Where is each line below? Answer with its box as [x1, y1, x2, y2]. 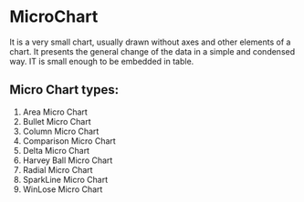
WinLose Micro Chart [22, 184, 103, 195]
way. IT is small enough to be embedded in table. [9, 56, 194, 66]
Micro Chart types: [9, 82, 120, 97]
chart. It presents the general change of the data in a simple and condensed [9, 45, 296, 56]
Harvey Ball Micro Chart [22, 155, 113, 166]
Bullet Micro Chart [22, 116, 91, 126]
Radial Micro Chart [22, 164, 93, 175]
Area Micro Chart [22, 106, 89, 117]
